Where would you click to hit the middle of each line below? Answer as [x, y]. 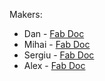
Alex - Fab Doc [54, 65]
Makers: [26, 14]
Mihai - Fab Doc [57, 44]
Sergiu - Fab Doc [59, 55]
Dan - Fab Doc [54, 33]
